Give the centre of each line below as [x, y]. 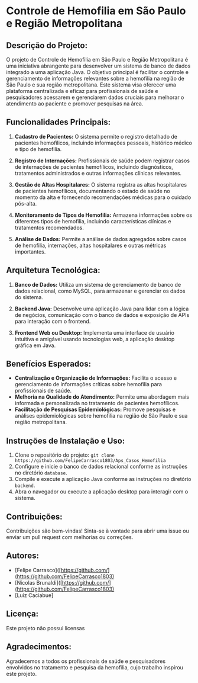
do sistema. [29, 297]
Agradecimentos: [39, 647]
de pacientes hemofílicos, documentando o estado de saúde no [92, 191]
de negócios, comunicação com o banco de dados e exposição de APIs [102, 315]
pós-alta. [26, 203]
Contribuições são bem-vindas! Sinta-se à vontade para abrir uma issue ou [98, 531]
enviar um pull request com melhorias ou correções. [70, 537]
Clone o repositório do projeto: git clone [65, 455]
